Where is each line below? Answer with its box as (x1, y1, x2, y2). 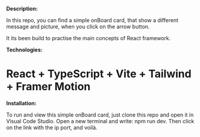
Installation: (6, 99, 37, 106)
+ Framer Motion (6, 80, 91, 93)
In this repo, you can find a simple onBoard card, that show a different (6, 17, 178, 23)
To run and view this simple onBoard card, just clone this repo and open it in (6, 111, 194, 118)
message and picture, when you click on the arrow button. (6, 23, 150, 30)
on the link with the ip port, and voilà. (6, 124, 98, 131)
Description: (6, 5, 38, 12)
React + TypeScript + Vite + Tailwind (6, 67, 192, 81)
